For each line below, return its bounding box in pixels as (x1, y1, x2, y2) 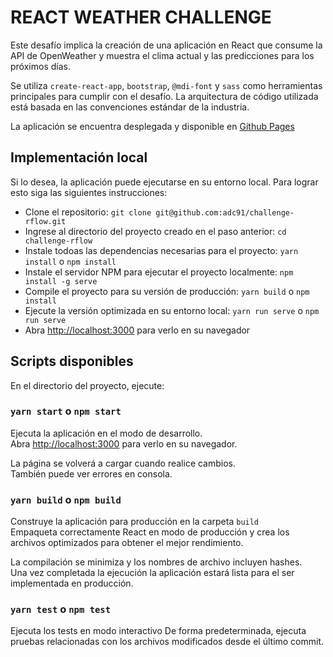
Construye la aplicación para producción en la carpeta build (10, 516, 260, 528)
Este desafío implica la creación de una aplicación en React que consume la (10, 39, 323, 51)
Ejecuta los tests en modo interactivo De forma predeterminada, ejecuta (10, 625, 307, 637)
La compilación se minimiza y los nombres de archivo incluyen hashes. (10, 556, 303, 568)
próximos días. (10, 60, 71, 72)
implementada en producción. (10, 577, 134, 590)
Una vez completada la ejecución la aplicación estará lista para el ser (10, 567, 295, 579)
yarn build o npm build (10, 492, 122, 506)
